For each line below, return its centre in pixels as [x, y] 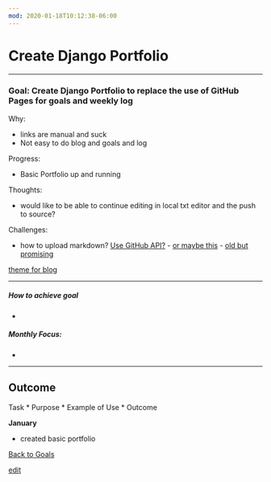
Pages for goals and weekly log [71, 101]
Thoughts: [25, 190]
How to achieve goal [44, 295]
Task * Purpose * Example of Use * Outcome [83, 407]
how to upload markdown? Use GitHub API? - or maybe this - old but [134, 245]
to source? [38, 214]
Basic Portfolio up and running [70, 174]
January [23, 423]
